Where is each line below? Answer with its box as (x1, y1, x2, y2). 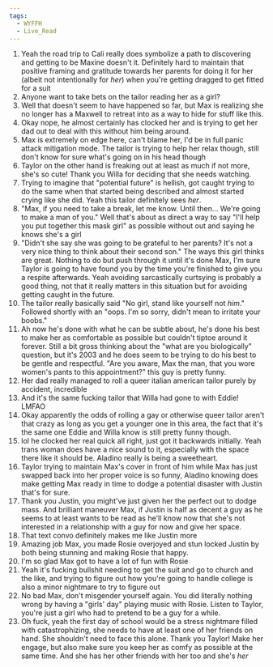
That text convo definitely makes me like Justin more (20, 531, 198, 541)
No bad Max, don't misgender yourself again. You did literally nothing (20, 591, 253, 601)
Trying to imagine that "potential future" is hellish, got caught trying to (20, 178, 254, 188)
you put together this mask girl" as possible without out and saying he (20, 221, 254, 231)
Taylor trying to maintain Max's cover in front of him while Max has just (20, 462, 258, 472)
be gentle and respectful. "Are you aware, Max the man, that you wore (20, 359, 256, 368)
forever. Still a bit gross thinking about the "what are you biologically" (20, 342, 252, 351)
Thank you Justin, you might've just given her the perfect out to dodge (20, 496, 258, 506)
